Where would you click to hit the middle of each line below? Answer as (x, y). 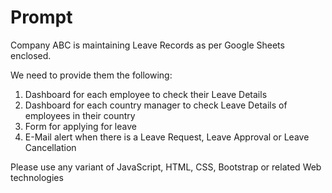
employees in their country (80, 115)
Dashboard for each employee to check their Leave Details (146, 94)
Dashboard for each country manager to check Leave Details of (156, 105)
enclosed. (31, 55)
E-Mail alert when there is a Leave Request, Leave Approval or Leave (167, 137)
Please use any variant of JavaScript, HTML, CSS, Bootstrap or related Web (166, 167)
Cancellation (50, 147)
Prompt (41, 17)
